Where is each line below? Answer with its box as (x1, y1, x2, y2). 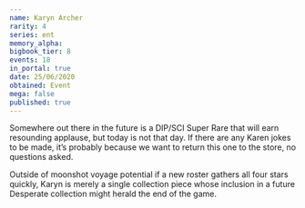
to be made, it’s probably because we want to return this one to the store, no (9, 142, 297, 153)
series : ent (9, 30, 55, 39)
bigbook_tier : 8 (9, 47, 71, 56)
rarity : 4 (9, 22, 47, 31)
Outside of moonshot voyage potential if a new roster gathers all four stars (9, 169, 289, 180)
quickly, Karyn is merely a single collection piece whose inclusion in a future (9, 179, 296, 190)
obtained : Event (9, 81, 71, 90)
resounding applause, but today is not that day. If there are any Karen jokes (9, 133, 291, 144)
